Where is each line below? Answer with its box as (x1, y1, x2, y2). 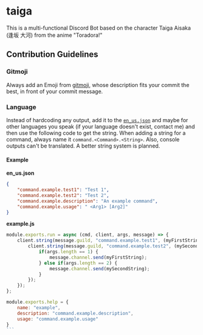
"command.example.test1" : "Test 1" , (17, 187, 110, 193)
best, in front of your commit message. (6, 88, 103, 95)
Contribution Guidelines (6, 50, 98, 60)
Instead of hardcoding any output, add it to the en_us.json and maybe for (6, 116, 188, 123)
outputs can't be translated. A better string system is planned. (6, 142, 160, 149)
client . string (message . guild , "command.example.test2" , (28, 243, 172, 249)
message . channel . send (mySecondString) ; (49, 265, 150, 272)
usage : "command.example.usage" (17, 316, 98, 322)
